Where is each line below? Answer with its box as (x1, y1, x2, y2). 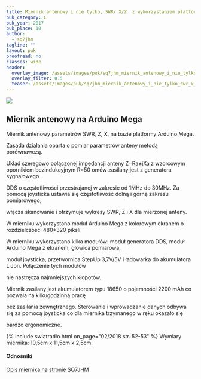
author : (6, 31, 26, 37)
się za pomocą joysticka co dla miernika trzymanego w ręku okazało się (6, 309, 184, 317)
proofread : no (6, 53, 42, 59)
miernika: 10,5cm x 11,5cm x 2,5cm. (6, 339, 93, 346)
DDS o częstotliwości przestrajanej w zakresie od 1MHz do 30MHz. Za (6, 184, 179, 191)
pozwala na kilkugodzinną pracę (6, 291, 86, 299)
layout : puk (6, 48, 36, 54)
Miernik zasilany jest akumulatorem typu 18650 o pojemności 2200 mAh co (6, 285, 192, 292)
